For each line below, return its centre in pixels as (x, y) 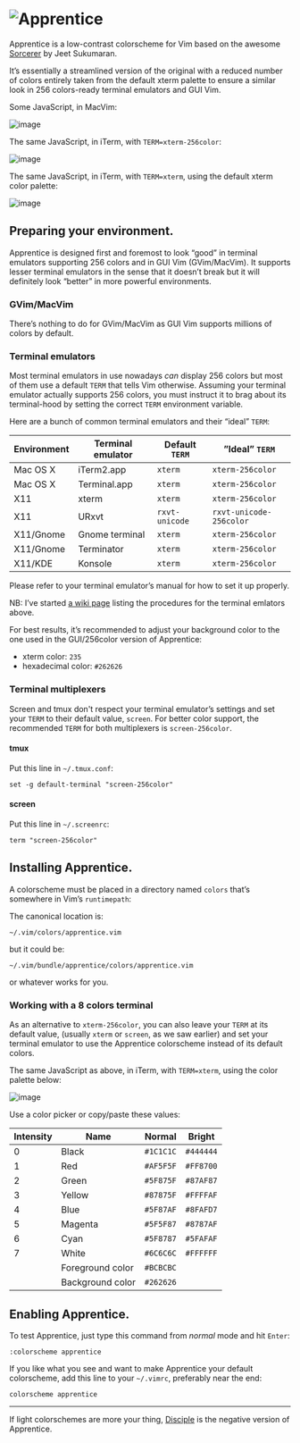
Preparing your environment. (92, 231)
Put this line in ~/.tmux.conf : (62, 768)
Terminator (101, 550)
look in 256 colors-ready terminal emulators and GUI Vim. (115, 89)
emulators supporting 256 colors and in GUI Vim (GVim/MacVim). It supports (150, 262)
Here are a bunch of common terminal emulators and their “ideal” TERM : (140, 422)
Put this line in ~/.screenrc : (59, 824)
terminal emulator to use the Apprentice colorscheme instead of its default (146, 1044)
